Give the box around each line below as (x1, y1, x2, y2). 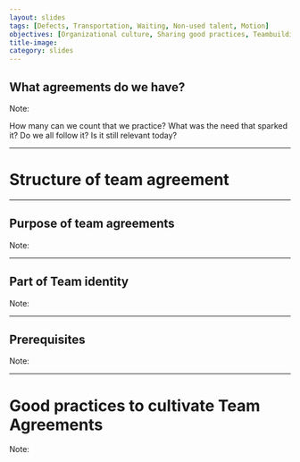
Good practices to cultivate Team (9, 395, 261, 416)
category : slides (9, 46, 74, 55)
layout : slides (9, 13, 66, 22)
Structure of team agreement (9, 170, 229, 190)
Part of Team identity (9, 274, 129, 290)
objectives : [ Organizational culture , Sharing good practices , (9, 29, 250, 38)
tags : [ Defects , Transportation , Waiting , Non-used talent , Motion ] (9, 21, 270, 30)
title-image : (9, 38, 58, 47)
